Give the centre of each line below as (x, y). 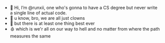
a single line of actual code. (38, 13)
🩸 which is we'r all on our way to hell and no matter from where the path (85, 29)
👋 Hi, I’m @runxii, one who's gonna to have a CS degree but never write (83, 8)
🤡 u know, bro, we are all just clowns (47, 18)
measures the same (30, 36)
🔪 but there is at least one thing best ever (52, 23)
